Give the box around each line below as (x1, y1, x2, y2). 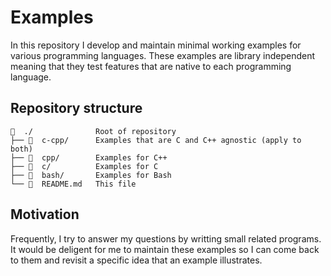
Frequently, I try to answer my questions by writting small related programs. (10, 232, 322, 245)
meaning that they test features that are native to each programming (10, 60, 292, 72)
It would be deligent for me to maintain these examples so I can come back (10, 243, 320, 255)
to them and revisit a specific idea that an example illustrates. (10, 254, 263, 266)
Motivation (10, 206, 80, 223)
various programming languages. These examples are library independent (10, 49, 316, 61)
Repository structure (10, 100, 143, 117)
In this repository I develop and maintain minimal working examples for (10, 39, 302, 51)
